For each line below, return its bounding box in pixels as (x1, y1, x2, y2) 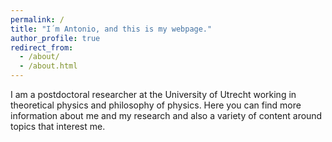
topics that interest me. (10, 121, 106, 132)
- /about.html (19, 61, 78, 71)
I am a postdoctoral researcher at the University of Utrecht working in (10, 89, 297, 100)
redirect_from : (10, 42, 74, 53)
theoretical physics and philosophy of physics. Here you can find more (10, 99, 302, 111)
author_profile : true (10, 33, 101, 43)
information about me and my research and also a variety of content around (10, 110, 323, 121)
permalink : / (10, 14, 65, 25)
